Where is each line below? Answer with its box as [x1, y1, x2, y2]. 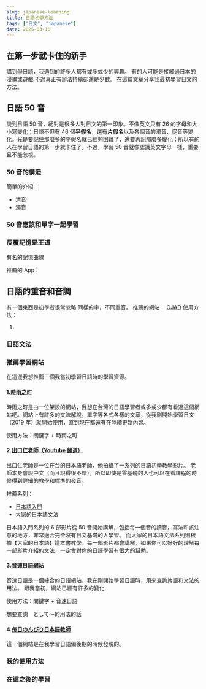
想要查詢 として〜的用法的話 [6, 610, 82, 618]
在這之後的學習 [6, 676, 51, 684]
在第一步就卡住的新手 [6, 50, 87, 61]
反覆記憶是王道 [6, 239, 51, 247]
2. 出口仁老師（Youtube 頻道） [6, 447, 83, 454]
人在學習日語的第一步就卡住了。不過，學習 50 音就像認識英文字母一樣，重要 [6, 143, 199, 150]
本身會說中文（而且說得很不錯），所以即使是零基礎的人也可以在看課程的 [11, 469, 192, 476]
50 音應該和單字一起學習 [6, 220, 79, 229]
